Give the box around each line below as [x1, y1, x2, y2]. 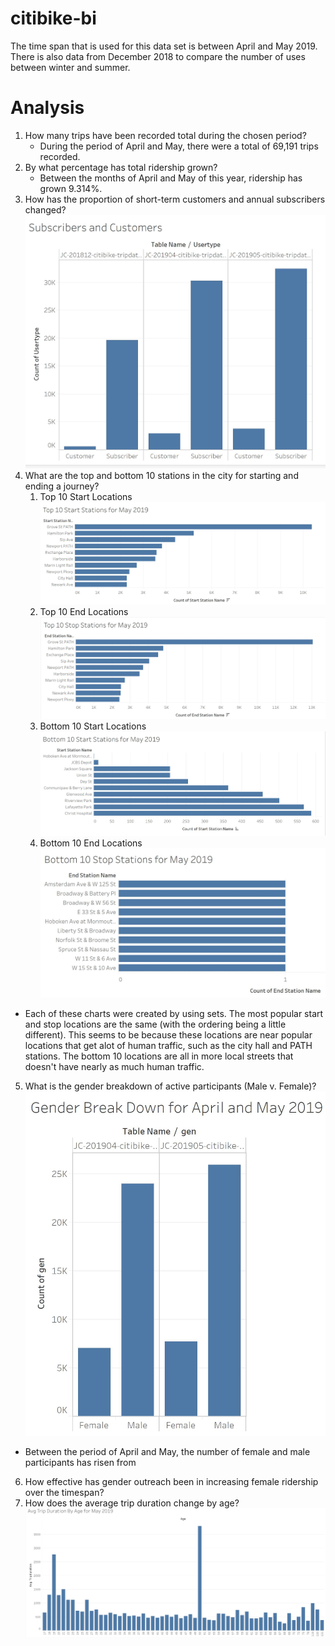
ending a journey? [24, 480, 100, 492]
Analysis [10, 97, 85, 119]
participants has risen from [24, 1456, 137, 1468]
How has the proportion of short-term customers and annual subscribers [24, 193, 326, 205]
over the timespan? [24, 1486, 105, 1498]
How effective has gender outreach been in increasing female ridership [24, 1475, 319, 1487]
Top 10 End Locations [39, 605, 129, 617]
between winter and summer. [10, 61, 131, 73]
